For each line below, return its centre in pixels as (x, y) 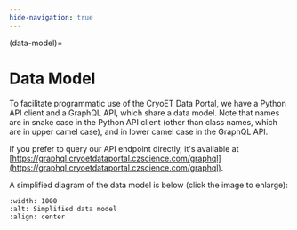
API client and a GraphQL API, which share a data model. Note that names (144, 113)
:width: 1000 (33, 201)
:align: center (37, 217)
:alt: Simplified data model (63, 209)
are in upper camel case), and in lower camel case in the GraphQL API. (139, 131)
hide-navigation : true (51, 17)
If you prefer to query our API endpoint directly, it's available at (124, 148)
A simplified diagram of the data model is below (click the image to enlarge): (149, 185)
